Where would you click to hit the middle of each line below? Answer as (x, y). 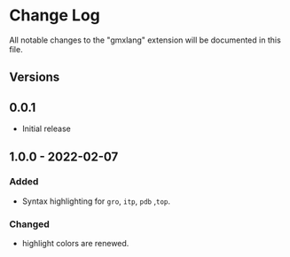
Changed (30, 224)
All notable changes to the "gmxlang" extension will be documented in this (145, 40)
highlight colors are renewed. (75, 244)
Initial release (46, 128)
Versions (35, 78)
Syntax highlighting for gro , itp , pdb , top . (96, 201)
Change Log (55, 16)
